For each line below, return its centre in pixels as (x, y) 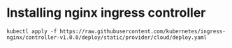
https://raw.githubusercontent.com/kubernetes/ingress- (143, 31)
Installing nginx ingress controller (106, 13)
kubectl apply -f (32, 31)
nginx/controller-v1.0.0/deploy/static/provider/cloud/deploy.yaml (107, 37)
